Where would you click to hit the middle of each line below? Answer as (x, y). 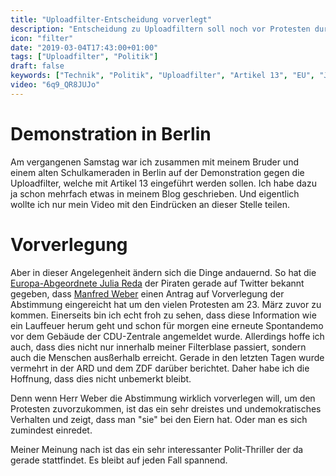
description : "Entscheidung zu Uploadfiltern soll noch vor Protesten (160, 29)
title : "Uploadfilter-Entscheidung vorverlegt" (111, 19)
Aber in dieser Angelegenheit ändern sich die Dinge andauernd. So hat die (163, 272)
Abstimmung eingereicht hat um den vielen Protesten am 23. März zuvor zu (166, 304)
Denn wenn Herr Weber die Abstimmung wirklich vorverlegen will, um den (163, 398)
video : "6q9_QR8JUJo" (55, 85)
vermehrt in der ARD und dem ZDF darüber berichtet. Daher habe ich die (160, 368)
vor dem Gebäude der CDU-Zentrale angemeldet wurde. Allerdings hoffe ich (167, 336)
